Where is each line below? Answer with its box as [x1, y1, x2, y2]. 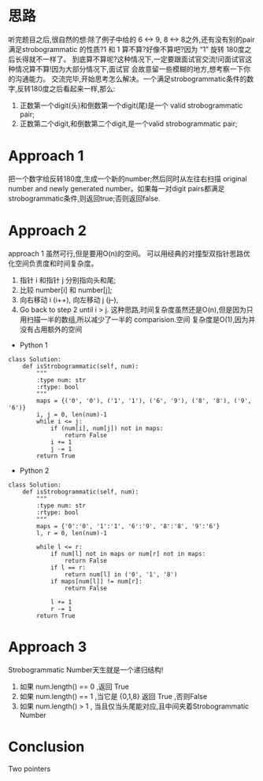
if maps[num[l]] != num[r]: [50, 577, 143, 585]
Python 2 [19, 465, 50, 475]
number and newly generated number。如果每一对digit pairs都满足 [8, 183, 225, 193]
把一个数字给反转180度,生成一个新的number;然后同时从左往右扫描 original [8, 174, 247, 183]
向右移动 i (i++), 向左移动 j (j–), [19, 294, 119, 304]
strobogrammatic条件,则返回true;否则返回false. [8, 194, 161, 203]
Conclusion [8, 738, 85, 756]
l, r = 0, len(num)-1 [36, 529, 108, 537]
